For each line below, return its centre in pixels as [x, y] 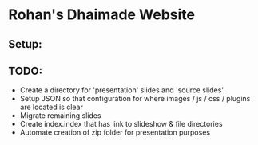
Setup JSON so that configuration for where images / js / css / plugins [135, 99]
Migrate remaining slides [60, 116]
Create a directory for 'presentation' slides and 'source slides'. [122, 90]
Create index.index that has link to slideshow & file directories [121, 124]
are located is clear [52, 107]
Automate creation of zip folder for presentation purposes [115, 132]
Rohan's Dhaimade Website [102, 15]
